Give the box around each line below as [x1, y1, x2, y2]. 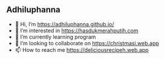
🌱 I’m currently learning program [15, 33, 96, 41]
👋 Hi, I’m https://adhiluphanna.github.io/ [15, 20, 115, 27]
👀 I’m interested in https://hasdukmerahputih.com [15, 27, 139, 34]
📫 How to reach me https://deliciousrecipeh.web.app [15, 46, 149, 53]
